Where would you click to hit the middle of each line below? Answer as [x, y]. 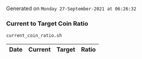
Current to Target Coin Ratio [47, 23]
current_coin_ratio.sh [34, 36]
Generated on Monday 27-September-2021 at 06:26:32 [71, 8]
